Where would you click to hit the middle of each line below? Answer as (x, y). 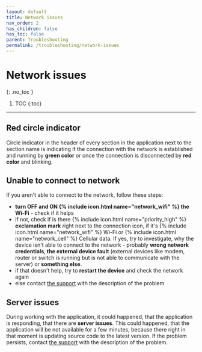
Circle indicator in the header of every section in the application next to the (99, 143)
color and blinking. (29, 162)
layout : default (26, 12)
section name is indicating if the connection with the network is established (99, 149)
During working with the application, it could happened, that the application (99, 317)
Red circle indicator (44, 128)
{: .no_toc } (20, 91)
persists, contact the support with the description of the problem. (87, 342)
